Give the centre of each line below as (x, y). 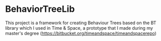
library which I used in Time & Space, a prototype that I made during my (79, 28)
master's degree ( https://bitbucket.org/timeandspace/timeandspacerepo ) (81, 33)
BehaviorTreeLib (40, 9)
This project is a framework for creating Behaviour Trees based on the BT (81, 23)
